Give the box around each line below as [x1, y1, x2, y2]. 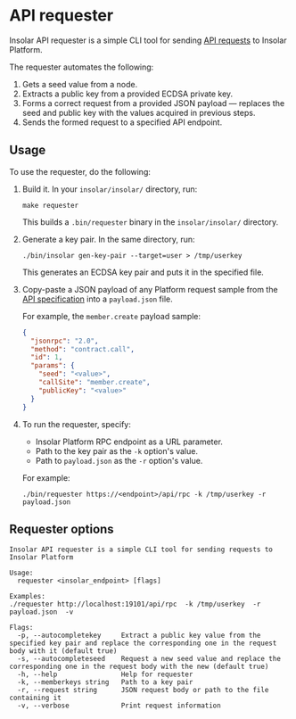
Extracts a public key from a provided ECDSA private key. [21, 88, 234, 99]
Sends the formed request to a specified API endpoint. [21, 117, 223, 128]
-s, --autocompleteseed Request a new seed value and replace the [17, 655, 281, 664]
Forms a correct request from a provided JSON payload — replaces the [21, 97, 285, 108]
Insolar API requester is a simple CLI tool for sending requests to [9, 545, 274, 554]
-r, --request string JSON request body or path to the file [17, 686, 269, 695]
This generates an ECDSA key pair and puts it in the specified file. [21, 267, 265, 277]
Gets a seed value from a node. [21, 79, 138, 89]
